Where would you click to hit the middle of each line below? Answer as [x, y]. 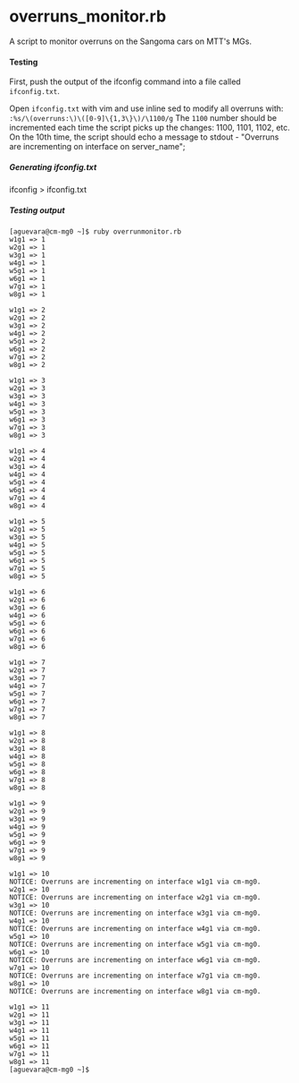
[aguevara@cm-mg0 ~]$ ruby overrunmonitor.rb [95, 232]
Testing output [37, 210]
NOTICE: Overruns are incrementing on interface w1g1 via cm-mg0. [135, 882]
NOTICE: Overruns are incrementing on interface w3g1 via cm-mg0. [135, 913]
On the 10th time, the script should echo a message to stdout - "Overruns [144, 137]
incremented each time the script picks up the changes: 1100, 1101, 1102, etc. [149, 128]
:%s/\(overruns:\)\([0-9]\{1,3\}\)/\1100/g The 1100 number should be [143, 118]
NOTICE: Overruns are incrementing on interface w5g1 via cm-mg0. [135, 945]
